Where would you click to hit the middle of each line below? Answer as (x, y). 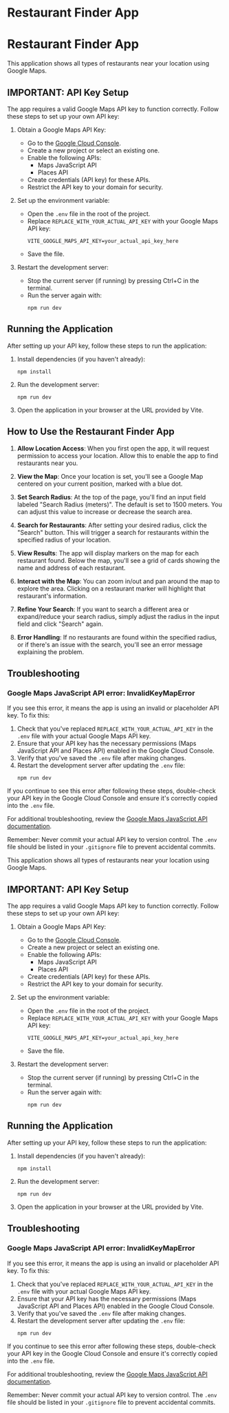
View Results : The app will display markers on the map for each (108, 553)
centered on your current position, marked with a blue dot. (100, 484)
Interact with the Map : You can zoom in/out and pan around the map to (118, 581)
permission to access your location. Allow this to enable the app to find (118, 455)
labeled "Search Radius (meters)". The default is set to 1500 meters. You (119, 504)
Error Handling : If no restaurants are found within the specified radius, (117, 637)
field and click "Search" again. (60, 624)
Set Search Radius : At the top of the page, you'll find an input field (111, 497)
